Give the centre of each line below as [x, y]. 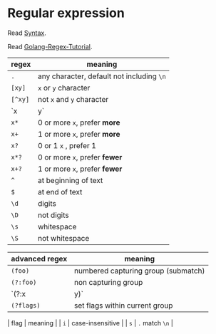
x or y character [64, 88]
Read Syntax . [27, 33]
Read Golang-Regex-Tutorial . [50, 46]
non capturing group [108, 282]
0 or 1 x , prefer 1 [67, 145]
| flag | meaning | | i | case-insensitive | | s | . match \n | [90, 323]
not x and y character [73, 99]
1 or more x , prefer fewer [80, 169]
